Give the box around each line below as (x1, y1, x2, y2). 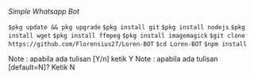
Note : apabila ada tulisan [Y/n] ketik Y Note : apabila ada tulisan (8, 55, 218, 63)
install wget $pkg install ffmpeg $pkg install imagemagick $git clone (8, 32, 246, 39)
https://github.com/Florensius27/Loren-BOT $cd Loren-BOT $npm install (8, 40, 248, 48)
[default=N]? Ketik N (8, 62, 75, 72)
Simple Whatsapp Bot (8, 7, 79, 16)
